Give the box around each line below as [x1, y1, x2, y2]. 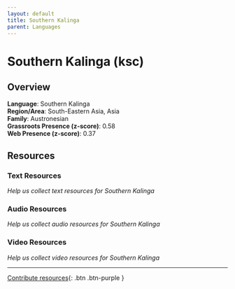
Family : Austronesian [7, 115, 69, 123]
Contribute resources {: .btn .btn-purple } [7, 274, 124, 282]
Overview [7, 81, 51, 93]
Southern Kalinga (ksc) [7, 53, 145, 69]
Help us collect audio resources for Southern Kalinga [7, 220, 160, 228]
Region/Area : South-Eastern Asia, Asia [7, 107, 120, 115]
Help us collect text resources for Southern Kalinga [7, 187, 155, 195]
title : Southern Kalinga [7, 17, 80, 24]
